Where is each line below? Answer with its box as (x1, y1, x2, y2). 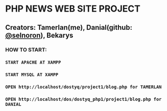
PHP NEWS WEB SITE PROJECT (5, 3, 141, 15)
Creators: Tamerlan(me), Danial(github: (5, 23, 133, 32)
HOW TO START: (5, 46, 47, 53)
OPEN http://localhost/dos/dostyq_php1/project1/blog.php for (5, 96, 162, 102)
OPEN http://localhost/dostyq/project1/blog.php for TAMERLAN (5, 84, 162, 90)
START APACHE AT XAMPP (5, 60, 61, 66)
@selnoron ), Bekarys (5, 31, 73, 39)
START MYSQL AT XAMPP (5, 72, 59, 78)
